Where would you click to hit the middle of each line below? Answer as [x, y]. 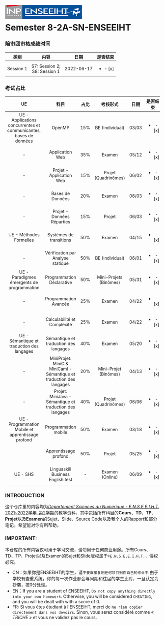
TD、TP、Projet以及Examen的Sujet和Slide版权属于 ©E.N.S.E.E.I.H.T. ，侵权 [82, 556]
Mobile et [24, 430]
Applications [24, 120]
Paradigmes [24, 277]
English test [61, 480]
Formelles [24, 240]
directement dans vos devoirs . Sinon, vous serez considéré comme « [83, 612]
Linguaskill [61, 469]
